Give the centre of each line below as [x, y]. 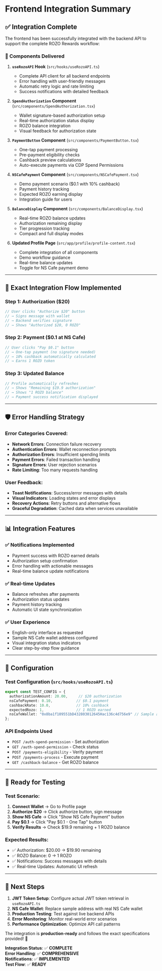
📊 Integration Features [40, 529]
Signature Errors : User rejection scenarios [54, 464]
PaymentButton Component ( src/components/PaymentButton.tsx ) [75, 140]
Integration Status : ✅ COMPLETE [39, 948]
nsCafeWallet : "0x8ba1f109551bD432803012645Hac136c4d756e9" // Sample [82, 714]
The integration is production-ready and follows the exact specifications [77, 934]
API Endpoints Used [29, 732]
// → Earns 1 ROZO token [30, 361]
